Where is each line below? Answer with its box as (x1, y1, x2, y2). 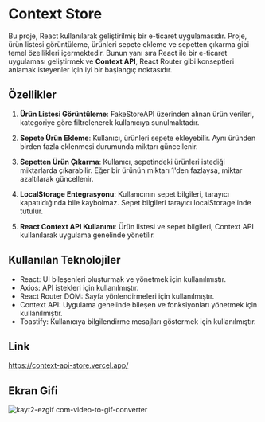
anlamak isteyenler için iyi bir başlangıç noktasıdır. (8, 64, 173, 74)
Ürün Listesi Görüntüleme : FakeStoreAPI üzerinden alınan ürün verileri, (19, 109, 255, 119)
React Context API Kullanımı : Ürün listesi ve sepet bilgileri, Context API (19, 221, 255, 231)
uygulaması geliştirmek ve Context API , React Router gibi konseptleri (8, 57, 235, 66)
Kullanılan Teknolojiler (8, 253, 121, 267)
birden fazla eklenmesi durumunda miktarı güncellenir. (19, 141, 198, 151)
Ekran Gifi (8, 384, 58, 397)
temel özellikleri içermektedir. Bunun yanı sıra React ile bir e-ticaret (8, 48, 228, 57)
